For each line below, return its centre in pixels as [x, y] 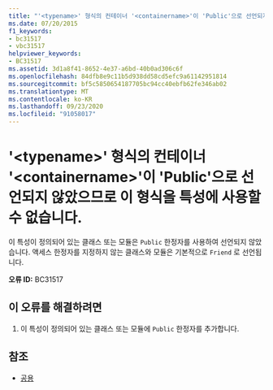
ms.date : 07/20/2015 [43, 24]
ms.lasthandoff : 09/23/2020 [56, 106]
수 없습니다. [45, 218]
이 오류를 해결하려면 [55, 308]
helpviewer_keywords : [45, 54]
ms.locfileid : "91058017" [52, 115]
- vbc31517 [27, 46]
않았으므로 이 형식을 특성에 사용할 [156, 198]
